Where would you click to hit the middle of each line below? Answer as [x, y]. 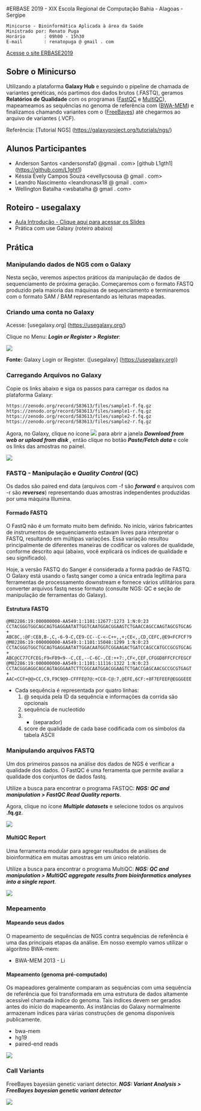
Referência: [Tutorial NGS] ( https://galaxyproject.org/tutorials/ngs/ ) [89, 130]
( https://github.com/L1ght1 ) [48, 169]
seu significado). [27, 558]
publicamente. [24, 1020]
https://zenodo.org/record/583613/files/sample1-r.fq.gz [79, 411]
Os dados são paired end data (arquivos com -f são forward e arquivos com [100, 486]
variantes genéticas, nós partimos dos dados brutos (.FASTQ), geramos [95, 92]
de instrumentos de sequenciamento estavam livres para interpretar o [92, 532]
